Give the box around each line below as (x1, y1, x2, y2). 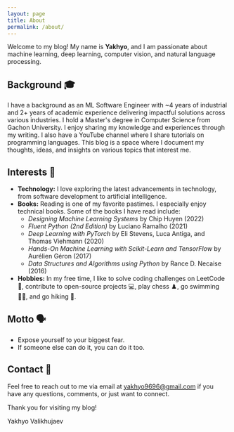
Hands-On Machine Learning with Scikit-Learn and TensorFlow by (27, 244, 221, 253)
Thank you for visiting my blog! (7, 403, 97, 412)
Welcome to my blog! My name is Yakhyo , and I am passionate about (7, 43, 207, 51)
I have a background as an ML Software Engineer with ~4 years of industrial (7, 101, 227, 110)
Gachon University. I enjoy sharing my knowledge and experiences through (7, 124, 225, 132)
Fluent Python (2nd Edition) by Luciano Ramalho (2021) (27, 222, 188, 230)
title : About (7, 17, 46, 24)
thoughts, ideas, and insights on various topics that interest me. (7, 145, 191, 155)
